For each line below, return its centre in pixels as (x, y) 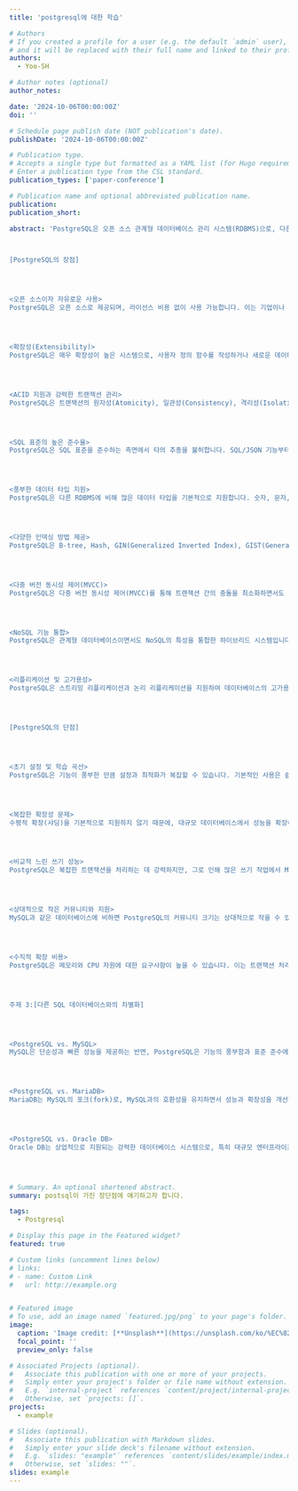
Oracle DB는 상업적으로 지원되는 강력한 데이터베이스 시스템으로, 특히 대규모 (131, 1147)
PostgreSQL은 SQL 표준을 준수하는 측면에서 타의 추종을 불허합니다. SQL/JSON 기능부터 (150, 450)
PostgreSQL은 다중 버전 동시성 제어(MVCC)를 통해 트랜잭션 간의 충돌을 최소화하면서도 (147, 593)
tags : (19, 1211)
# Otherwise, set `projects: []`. (77, 1399)
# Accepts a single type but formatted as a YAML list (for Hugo (132, 164)
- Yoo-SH (33, 67)
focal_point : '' (47, 1341)
